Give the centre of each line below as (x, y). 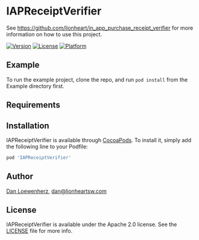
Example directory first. (35, 86)
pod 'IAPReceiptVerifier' (39, 157)
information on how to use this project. (54, 34)
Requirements (33, 105)
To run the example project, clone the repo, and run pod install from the (97, 79)
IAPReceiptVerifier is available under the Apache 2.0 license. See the (92, 224)
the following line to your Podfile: (47, 146)
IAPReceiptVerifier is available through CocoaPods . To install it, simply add (99, 140)
